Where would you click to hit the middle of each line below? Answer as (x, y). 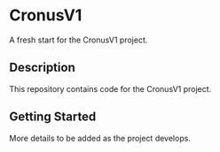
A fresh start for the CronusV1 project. (79, 40)
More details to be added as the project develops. (100, 138)
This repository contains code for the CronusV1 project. (110, 88)
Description (42, 68)
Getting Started (53, 117)
